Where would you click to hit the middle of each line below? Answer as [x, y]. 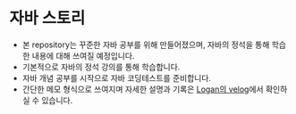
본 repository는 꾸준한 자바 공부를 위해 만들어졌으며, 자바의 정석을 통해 [146, 45]
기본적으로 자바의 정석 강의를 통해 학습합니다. [101, 67]
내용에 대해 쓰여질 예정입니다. [83, 55]
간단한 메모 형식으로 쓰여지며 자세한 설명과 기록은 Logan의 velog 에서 [143, 89]
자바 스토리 [47, 18]
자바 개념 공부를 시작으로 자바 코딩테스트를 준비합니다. [117, 77]
